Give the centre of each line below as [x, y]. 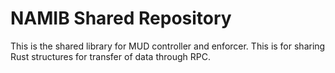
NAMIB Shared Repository [121, 18]
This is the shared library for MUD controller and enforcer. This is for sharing [168, 46]
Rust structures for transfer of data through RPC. [110, 56]
